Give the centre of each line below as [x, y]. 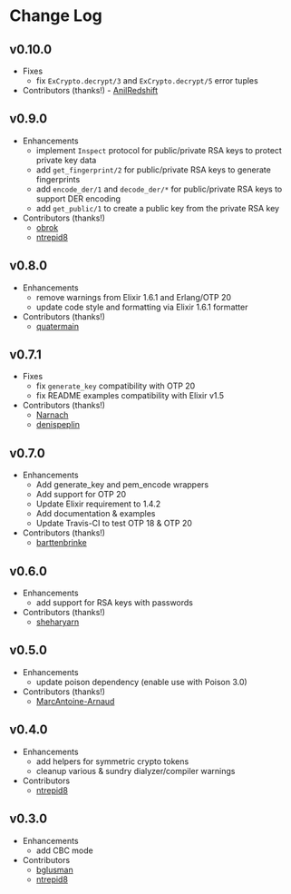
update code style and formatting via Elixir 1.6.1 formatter [142, 307]
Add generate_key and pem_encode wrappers [122, 485]
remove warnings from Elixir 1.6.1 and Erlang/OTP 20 [134, 297]
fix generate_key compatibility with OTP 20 [116, 386]
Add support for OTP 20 [81, 495]
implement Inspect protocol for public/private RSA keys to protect [159, 150]
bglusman [55, 869]
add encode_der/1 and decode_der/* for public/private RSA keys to [159, 189]
